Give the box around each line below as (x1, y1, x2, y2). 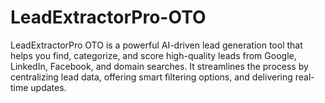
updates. (30, 81, 67, 93)
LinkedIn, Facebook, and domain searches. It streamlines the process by (10, 60, 309, 72)
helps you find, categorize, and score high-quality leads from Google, (10, 49, 297, 61)
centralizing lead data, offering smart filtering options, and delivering (10, 71, 293, 83)
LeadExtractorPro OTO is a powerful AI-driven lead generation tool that (10, 39, 303, 51)
